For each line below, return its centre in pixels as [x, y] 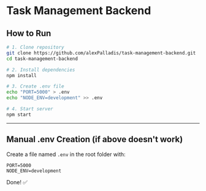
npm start [19, 114]
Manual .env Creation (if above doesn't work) [95, 139]
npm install [21, 75]
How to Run [29, 33]
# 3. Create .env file [35, 86]
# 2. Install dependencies [41, 70]
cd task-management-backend [42, 59]
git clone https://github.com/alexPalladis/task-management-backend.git [101, 53]
